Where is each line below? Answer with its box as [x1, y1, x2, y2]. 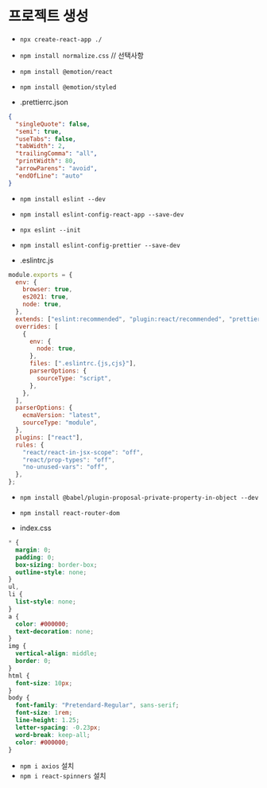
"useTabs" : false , [15, 135, 77, 143]
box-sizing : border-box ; [15, 560, 98, 569]
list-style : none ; [15, 598, 77, 606]
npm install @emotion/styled [19, 83, 117, 92]
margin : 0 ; [15, 546, 52, 554]
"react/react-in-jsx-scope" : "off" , [22, 448, 145, 456]
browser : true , [22, 286, 73, 294]
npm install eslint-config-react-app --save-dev [19, 210, 184, 219]
